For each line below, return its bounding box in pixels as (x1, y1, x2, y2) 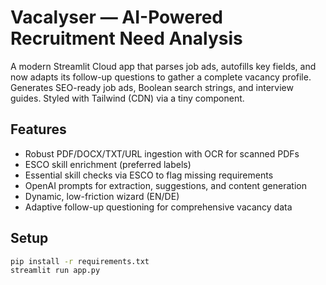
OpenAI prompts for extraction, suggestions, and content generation (24, 179, 307, 191)
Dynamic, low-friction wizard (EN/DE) (24, 190, 180, 202)
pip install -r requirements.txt (10, 256, 150, 266)
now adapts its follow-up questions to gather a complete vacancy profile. (10, 71, 312, 83)
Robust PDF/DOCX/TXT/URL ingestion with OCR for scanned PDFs (24, 147, 300, 160)
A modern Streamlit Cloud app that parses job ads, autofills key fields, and (10, 60, 317, 72)
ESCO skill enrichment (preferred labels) (24, 158, 192, 170)
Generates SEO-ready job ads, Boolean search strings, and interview (10, 81, 294, 93)
